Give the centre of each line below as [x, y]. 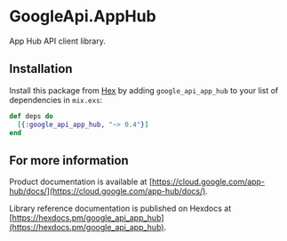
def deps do [31, 116]
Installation [41, 69]
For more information [69, 161]
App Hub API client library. [58, 41]
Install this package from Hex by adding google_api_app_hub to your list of [144, 90]
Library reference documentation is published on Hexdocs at [120, 209]
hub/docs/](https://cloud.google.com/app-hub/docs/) [108, 191]
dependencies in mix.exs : [56, 100]
